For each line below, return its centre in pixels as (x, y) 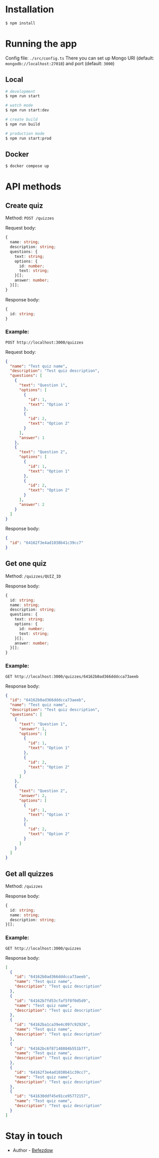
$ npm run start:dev (27, 110)
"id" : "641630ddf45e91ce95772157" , (53, 1096)
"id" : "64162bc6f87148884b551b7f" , (53, 1049)
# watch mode (19, 106)
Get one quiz (26, 564)
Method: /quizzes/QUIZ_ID (33, 576)
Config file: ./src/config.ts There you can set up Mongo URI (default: (80, 58)
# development (21, 91)
